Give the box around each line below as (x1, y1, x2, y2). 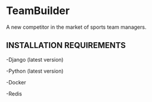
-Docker (6, 79, 27, 86)
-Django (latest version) (6, 56, 64, 63)
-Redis (6, 90, 22, 97)
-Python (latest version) (6, 67, 64, 74)
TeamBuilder (6, 4, 70, 18)
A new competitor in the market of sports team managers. (6, 23, 147, 30)
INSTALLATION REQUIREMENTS (6, 40, 126, 50)
